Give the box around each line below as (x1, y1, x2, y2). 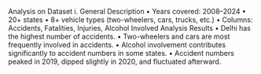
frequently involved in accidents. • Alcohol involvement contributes (8, 40, 226, 50)
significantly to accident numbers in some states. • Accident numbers (8, 49, 234, 57)
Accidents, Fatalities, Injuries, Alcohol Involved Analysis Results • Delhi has (8, 24, 252, 32)
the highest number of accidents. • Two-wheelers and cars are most (8, 31, 230, 41)
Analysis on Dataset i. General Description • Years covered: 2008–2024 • (8, 7, 246, 16)
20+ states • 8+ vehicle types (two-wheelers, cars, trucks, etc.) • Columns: (8, 15, 253, 24)
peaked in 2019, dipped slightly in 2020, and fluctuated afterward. (8, 57, 222, 66)
